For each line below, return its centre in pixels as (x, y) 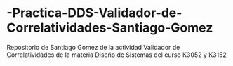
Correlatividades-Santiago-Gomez (110, 28)
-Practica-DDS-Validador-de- (94, 13)
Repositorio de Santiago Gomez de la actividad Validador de (93, 47)
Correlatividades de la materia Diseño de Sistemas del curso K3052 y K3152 (117, 55)
